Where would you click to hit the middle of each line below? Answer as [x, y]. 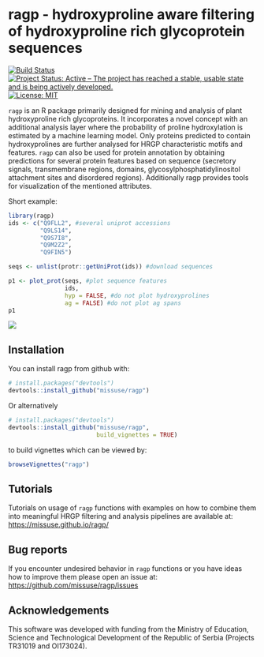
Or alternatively [33, 405]
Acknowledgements [59, 610]
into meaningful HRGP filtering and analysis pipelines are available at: [121, 516]
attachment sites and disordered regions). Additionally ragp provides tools [128, 177]
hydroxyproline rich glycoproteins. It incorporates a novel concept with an [128, 118]
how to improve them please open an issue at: [83, 577]
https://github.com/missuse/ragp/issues [73, 585]
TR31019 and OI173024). [48, 646]
